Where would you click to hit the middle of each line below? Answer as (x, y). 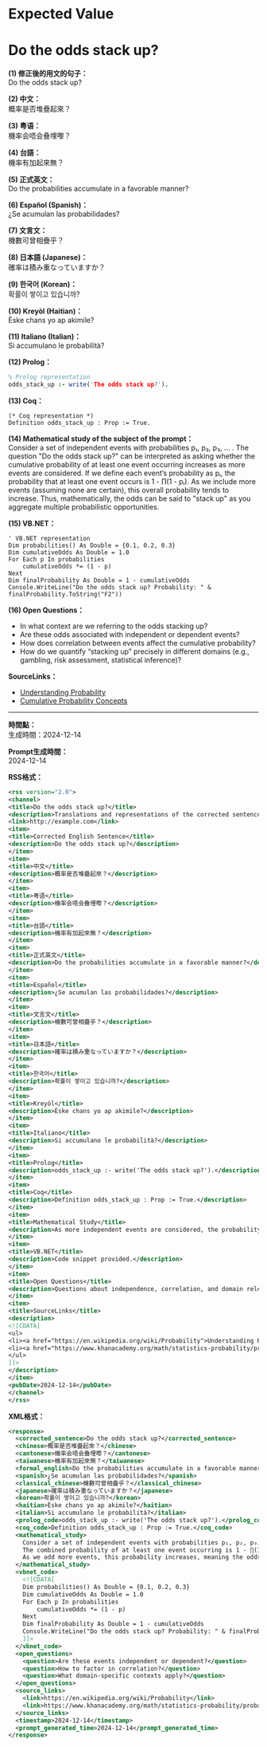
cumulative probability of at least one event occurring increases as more (127, 464)
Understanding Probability (62, 692)
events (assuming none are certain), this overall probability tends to (118, 490)
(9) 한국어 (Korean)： (43, 285)
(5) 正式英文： (31, 179)
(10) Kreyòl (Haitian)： (46, 311)
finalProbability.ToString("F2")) (66, 594)
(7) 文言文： (28, 230)
